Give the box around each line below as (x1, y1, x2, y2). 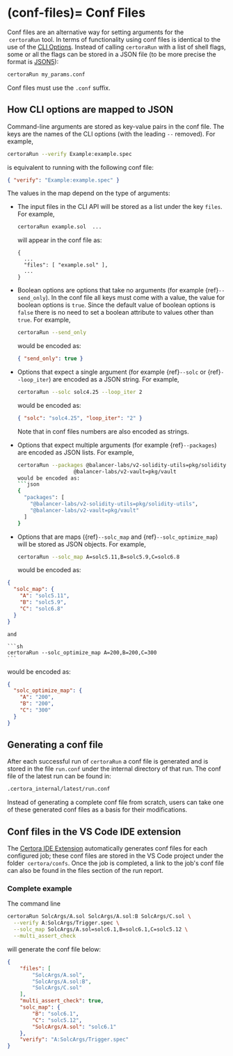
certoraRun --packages (17, 462, 83, 468)
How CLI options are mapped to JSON (7, 104, 174, 116)
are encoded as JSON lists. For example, (17, 448, 134, 457)
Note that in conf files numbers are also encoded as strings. (17, 427, 189, 436)
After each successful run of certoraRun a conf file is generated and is (7, 757, 209, 766)
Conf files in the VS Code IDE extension (7, 826, 182, 837)
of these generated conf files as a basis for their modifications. (7, 805, 188, 814)
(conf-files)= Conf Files (7, 5, 146, 21)
